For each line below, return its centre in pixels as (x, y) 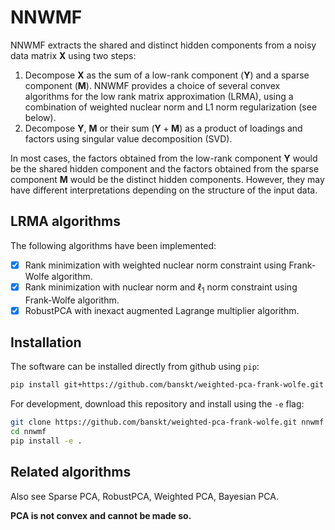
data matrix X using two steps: (73, 55)
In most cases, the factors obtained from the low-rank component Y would (164, 158)
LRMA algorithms (65, 221)
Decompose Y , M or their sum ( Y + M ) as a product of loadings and (163, 128)
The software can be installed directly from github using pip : (135, 367)
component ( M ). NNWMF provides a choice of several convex (152, 85)
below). (40, 117)
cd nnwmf (28, 432)
